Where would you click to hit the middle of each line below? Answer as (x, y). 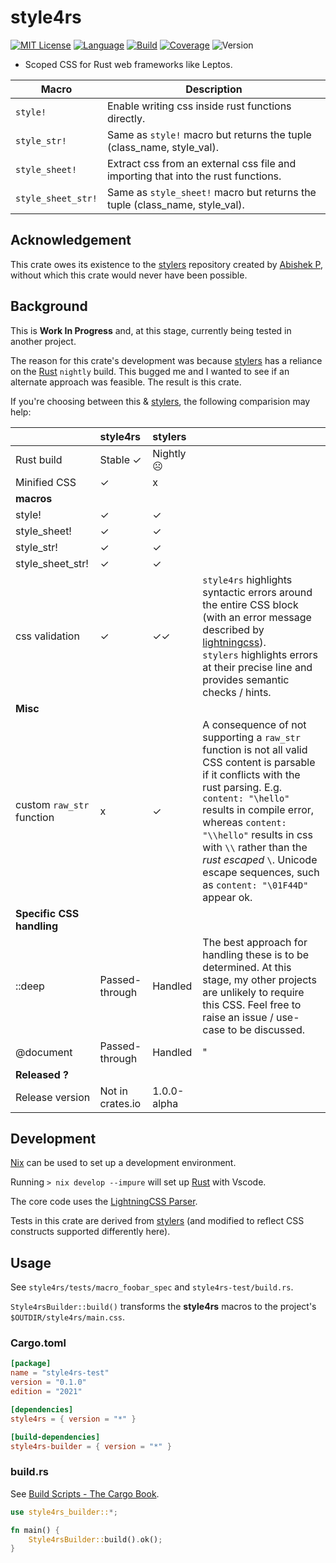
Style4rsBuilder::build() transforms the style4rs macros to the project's (163, 1307)
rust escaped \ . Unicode (260, 859)
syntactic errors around (257, 592)
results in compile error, (258, 809)
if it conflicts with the (251, 774)
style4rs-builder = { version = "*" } (91, 1446)
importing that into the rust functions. (194, 176)
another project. (43, 341)
